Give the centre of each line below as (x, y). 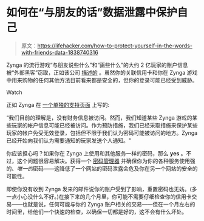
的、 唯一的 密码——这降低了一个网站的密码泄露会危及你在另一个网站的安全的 (102, 168)
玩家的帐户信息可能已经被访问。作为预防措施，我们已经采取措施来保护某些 (104, 125)
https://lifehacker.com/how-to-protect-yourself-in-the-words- (115, 46)
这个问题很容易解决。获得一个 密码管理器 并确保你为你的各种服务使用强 (106, 161)
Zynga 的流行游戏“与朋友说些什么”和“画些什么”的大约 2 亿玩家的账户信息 (97, 65)
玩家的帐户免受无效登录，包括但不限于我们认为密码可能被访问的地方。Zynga (102, 133)
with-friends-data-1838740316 (59, 52)
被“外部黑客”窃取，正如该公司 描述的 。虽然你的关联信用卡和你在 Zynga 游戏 (102, 72)
